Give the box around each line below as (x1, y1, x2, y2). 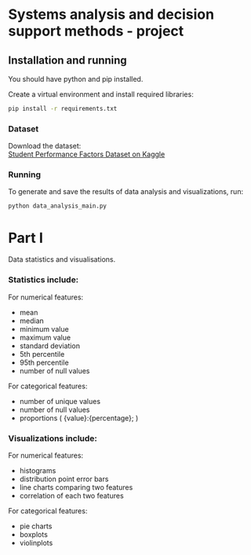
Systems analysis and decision (8, 6, 214, 24)
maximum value (19, 333, 71, 342)
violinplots (19, 538, 53, 547)
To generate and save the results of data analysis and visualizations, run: (8, 187, 244, 197)
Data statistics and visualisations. (8, 255, 116, 264)
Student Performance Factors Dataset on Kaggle (8, 149, 166, 159)
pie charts (19, 521, 53, 531)
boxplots (19, 529, 49, 539)
